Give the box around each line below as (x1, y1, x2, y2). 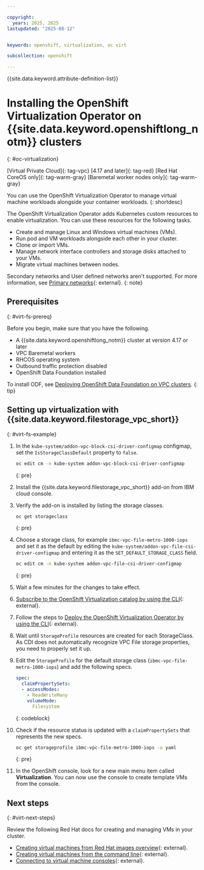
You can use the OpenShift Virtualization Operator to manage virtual (7, 192, 177, 199)
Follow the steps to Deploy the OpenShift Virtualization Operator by (15, 614, 184, 621)
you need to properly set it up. (15, 645, 92, 652)
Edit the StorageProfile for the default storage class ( (15, 657, 151, 664)
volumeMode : (27, 698, 57, 704)
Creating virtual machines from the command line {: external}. (15, 851, 169, 858)
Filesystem (32, 703, 60, 710)
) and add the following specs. (56, 663, 133, 671)
